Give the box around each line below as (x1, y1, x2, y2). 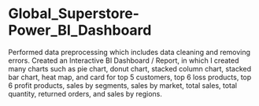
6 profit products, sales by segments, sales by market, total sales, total (8, 80, 238, 90)
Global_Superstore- (8, 5, 140, 23)
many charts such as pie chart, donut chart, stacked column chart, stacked (8, 64, 252, 73)
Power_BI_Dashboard (8, 21, 152, 39)
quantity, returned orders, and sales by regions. (8, 89, 163, 98)
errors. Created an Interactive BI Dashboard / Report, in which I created (8, 56, 239, 65)
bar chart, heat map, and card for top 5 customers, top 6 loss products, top (8, 72, 252, 82)
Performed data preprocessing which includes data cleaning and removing (8, 47, 250, 57)
